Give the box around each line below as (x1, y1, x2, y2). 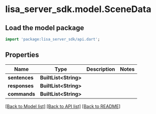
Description (86, 65, 115, 72)
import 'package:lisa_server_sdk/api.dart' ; (5, 37, 100, 42)
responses (8, 82, 34, 89)
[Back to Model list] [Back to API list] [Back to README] (5, 103, 121, 109)
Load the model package (5, 24, 85, 32)
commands (8, 90, 35, 97)
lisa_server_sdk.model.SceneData (5, 4, 151, 15)
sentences (8, 74, 34, 81)
